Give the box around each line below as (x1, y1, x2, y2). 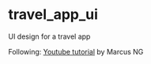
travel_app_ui (8, 6, 99, 24)
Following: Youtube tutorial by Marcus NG (8, 47, 144, 56)
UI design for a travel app (8, 32, 91, 41)
